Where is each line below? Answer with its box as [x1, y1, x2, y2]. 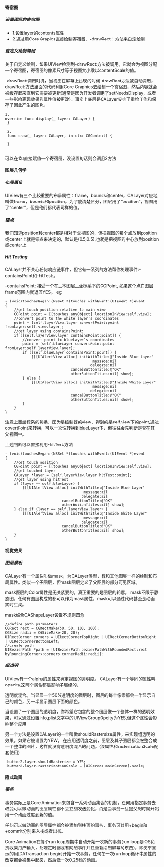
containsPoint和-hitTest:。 [5, 273, 58, 279]
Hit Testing [5, 254, 28, 260]
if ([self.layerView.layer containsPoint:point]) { [14, 333, 121, 338]
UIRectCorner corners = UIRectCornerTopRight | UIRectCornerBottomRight [5, 634, 156, 639]
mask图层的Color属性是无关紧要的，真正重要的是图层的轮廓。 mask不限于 [5, 589, 155, 595]
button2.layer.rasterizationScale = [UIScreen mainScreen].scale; [7, 764, 145, 768]
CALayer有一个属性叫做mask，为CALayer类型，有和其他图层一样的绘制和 [5, 573, 153, 579]
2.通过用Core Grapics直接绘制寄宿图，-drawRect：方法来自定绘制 [12, 36, 145, 41]
